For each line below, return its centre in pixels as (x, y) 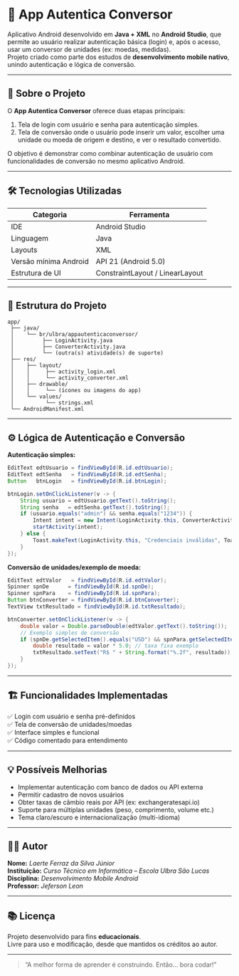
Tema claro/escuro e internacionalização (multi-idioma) (99, 817)
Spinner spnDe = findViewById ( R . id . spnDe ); (81, 587)
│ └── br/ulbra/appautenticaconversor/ (74, 335)
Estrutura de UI (36, 273)
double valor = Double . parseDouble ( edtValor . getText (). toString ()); (124, 626)
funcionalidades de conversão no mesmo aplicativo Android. (96, 161)
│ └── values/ (36, 397)
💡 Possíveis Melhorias (58, 770)
